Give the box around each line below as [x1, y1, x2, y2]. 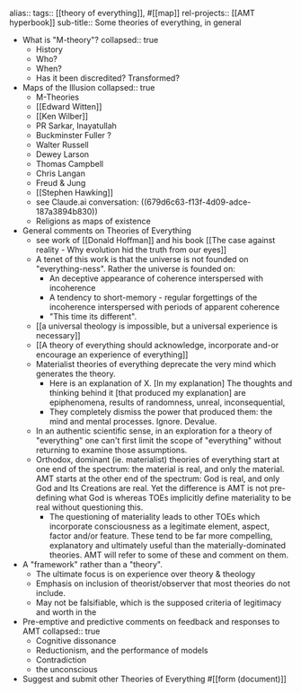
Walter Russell [35, 139, 89, 150]
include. [35, 588, 66, 598]
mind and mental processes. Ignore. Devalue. [49, 417, 217, 426]
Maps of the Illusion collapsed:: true [22, 83, 155, 92]
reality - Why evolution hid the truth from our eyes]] [35, 244, 227, 255]
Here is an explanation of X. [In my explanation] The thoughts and [49, 378, 293, 389]
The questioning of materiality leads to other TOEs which [49, 512, 261, 522]
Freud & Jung [35, 178, 86, 188]
